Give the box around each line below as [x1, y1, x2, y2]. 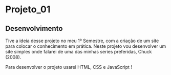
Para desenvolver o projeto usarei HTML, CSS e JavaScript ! [5, 64, 132, 70]
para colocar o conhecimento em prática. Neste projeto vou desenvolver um [5, 43, 166, 49]
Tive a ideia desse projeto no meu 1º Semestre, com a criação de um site [5, 38, 159, 44]
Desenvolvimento [5, 24, 63, 33]
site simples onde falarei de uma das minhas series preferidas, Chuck [5, 49, 152, 54]
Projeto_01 [5, 4, 51, 15]
